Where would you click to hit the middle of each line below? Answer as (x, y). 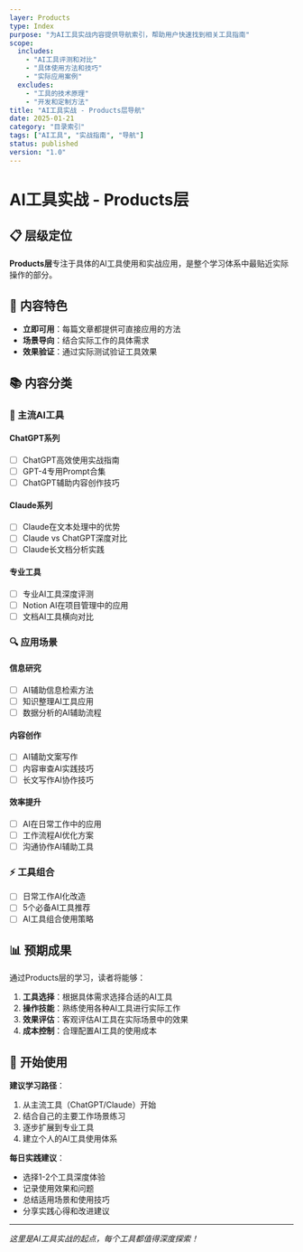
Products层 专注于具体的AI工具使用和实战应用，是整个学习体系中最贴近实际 (149, 263)
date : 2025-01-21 (42, 118)
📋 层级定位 (41, 236)
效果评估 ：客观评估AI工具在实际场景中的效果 (106, 1020)
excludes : (36, 85)
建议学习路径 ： (37, 1086)
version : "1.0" (38, 152)
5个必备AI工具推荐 (56, 908)
